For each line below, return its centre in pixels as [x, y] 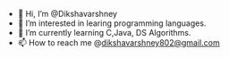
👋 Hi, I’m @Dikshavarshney [68, 14]
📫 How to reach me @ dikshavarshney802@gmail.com [119, 43]
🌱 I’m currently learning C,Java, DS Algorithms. [104, 33]
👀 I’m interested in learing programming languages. [112, 23]
